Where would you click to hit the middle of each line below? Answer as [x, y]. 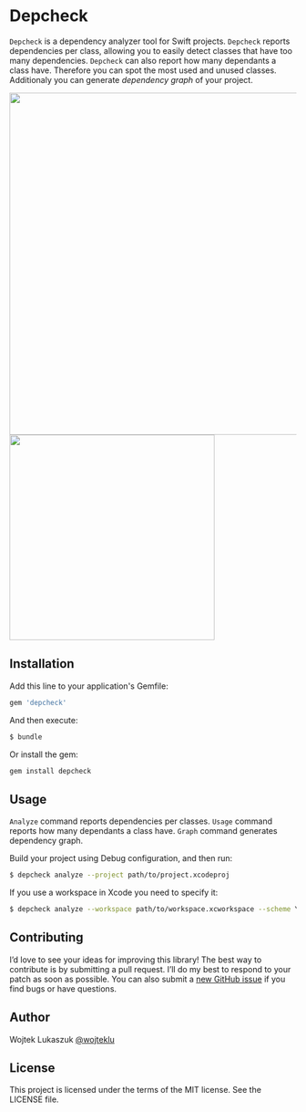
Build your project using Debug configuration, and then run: [121, 858]
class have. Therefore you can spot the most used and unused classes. [143, 70]
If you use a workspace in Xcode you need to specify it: [114, 893]
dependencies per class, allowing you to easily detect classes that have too [151, 50]
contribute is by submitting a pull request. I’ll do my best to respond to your [150, 969]
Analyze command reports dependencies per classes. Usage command [141, 821]
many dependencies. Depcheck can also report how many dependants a [143, 60]
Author [30, 1018]
